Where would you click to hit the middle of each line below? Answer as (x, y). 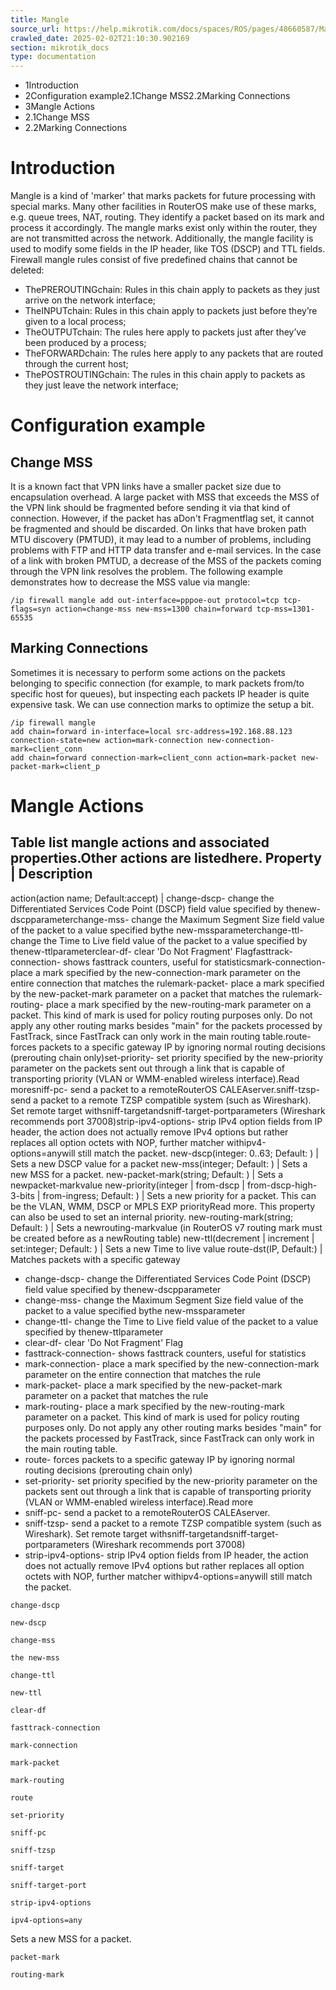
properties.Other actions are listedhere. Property (166, 858)
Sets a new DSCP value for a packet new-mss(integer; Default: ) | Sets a (159, 1163)
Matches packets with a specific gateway (95, 1259)
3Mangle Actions (59, 107)
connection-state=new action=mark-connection (106, 740)
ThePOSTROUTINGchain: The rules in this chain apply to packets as (165, 375)
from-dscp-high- (282, 1185)
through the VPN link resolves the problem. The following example (146, 572)
